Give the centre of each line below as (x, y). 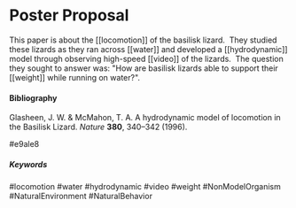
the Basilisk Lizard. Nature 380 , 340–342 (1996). (98, 127)
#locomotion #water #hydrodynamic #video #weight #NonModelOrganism (145, 187)
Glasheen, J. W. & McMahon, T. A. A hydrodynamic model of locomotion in (145, 118)
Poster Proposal (69, 15)
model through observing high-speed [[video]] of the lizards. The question (146, 58)
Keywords (28, 164)
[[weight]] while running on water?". (74, 77)
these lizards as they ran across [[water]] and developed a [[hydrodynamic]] (148, 49)
